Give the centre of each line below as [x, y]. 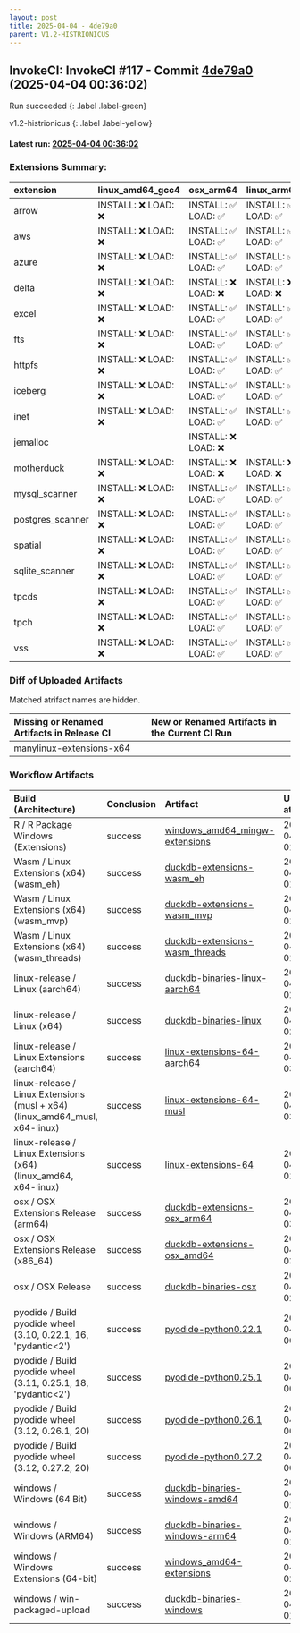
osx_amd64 [189, 1255]
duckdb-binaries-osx [211, 1287]
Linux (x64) [38, 1025]
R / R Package [43, 824]
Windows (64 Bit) [50, 1499]
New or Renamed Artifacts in [213, 722]
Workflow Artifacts [52, 775]
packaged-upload [52, 1610]
